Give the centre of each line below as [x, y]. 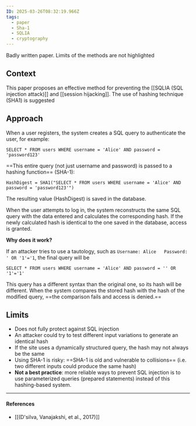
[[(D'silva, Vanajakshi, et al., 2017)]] [57, 417]
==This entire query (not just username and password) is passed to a [89, 166]
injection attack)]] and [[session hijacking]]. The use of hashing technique [95, 94]
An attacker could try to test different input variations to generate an [96, 335]
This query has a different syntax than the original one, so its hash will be [94, 284]
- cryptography [30, 39]
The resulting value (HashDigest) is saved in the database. [76, 198]
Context [21, 74]
